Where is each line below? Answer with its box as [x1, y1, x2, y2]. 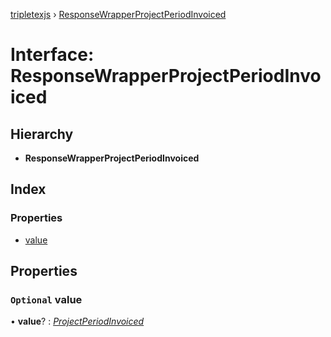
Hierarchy [10, 125, 74, 143]
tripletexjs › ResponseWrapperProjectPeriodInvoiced [10, 9, 227, 20]
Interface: [10, 44, 95, 66]
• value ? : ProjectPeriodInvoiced [10, 315, 145, 328]
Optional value [10, 293, 83, 306]
